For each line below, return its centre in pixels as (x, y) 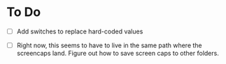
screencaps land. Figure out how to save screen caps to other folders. (118, 54)
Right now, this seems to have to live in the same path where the (109, 45)
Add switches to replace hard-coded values (80, 31)
